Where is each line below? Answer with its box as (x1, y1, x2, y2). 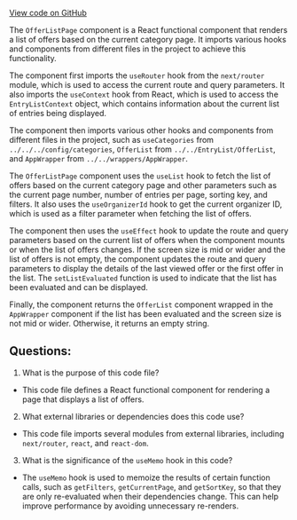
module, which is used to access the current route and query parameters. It (9, 80, 285, 90)
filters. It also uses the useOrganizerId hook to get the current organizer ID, (9, 199, 283, 209)
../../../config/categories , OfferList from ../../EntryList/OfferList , (9, 144, 277, 154)
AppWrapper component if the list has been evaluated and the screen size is (9, 309, 282, 319)
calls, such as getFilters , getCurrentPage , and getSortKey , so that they (21, 481, 282, 492)
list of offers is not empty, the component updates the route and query (9, 254, 266, 264)
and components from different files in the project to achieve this (9, 43, 246, 54)
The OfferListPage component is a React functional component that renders (9, 25, 288, 35)
